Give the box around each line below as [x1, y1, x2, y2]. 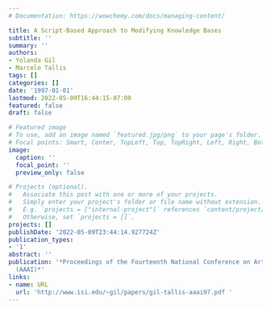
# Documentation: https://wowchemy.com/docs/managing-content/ [8, 11, 226, 20]
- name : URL [8, 280, 48, 289]
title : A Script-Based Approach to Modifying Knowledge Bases [8, 26, 222, 35]
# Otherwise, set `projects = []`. [8, 213, 135, 221]
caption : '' [15, 153, 56, 161]
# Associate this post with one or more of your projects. [8, 190, 219, 198]
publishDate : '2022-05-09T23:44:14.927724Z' [8, 228, 161, 236]
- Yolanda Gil [8, 56, 56, 65]
